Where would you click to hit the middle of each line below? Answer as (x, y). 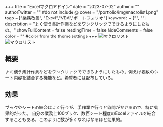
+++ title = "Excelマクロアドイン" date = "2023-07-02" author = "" (72, 7)
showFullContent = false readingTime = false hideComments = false (85, 30)
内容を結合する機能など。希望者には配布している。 (64, 78)
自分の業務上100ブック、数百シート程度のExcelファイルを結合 (94, 113)
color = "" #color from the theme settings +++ (51, 36)
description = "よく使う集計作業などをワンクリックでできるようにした (75, 24)
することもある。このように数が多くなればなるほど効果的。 (65, 119)
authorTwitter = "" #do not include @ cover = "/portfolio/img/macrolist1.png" (82, 12)
